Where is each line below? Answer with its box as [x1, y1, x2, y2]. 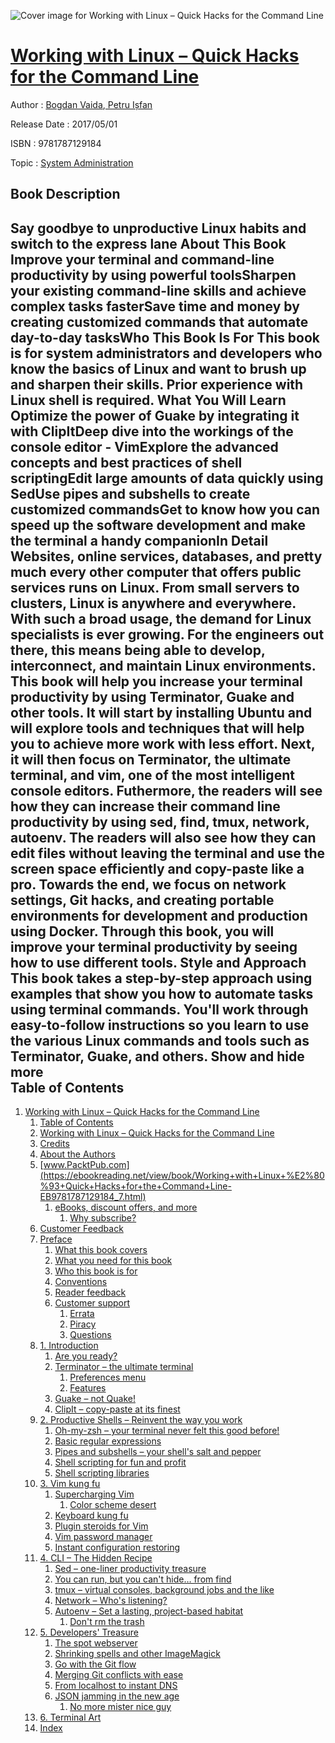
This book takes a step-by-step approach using [10, 970, 313, 987]
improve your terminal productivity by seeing [10, 938, 298, 955]
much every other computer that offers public [10, 563, 302, 580]
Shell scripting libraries [54, 1467, 150, 1479]
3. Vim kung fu [39, 1478, 101, 1490]
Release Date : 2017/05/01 [10, 118, 118, 130]
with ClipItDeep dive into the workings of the [10, 423, 294, 440]
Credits [39, 1138, 70, 1150]
